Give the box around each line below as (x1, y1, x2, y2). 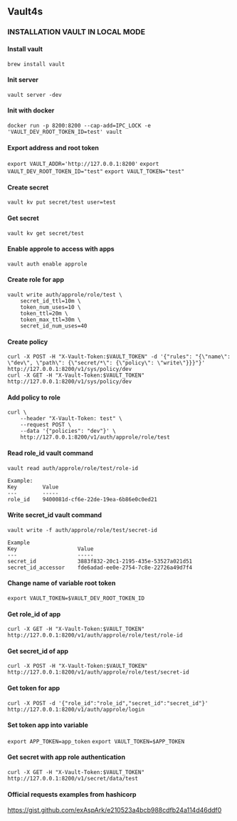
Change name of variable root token (7, 579, 116, 587)
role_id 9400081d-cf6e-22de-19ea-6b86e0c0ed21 (7, 496, 158, 503)
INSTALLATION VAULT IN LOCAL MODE (7, 27, 146, 37)
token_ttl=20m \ (20, 310, 69, 317)
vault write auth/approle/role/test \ (7, 291, 122, 298)
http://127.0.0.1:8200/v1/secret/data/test (7, 775, 139, 782)
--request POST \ (20, 422, 72, 429)
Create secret (7, 183, 49, 192)
